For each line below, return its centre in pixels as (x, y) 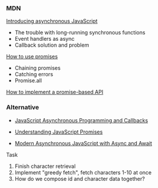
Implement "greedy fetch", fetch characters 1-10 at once (83, 172)
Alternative (23, 108)
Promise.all (28, 80)
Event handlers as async (45, 39)
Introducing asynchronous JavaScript (52, 21)
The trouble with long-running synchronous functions (80, 33)
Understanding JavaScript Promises (59, 132)
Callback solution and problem (52, 45)
